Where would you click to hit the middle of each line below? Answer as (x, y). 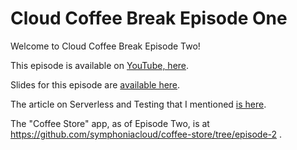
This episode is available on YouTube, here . (100, 65)
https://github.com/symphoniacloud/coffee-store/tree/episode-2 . (146, 134)
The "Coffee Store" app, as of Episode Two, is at (110, 123)
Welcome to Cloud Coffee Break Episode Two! (105, 46)
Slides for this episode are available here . (95, 84)
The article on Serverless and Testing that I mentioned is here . (138, 104)
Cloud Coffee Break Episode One (149, 18)
